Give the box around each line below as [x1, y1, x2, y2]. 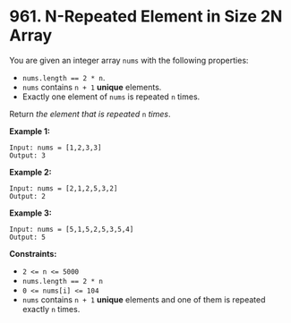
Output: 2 [9, 191, 47, 200]
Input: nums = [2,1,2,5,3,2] [9, 183, 118, 193]
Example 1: [9, 125, 51, 136]
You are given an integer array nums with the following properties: [9, 55, 249, 65]
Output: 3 [9, 150, 47, 160]
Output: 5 [9, 233, 47, 242]
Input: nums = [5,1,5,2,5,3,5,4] [9, 225, 134, 234]
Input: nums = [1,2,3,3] [9, 143, 102, 152]
